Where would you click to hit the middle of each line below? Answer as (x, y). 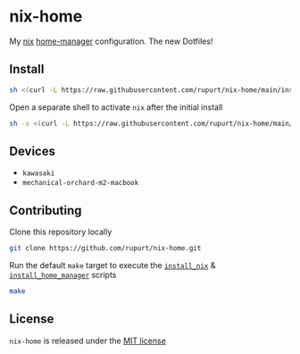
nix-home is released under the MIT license (88, 341)
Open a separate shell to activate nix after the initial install (116, 107)
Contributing (46, 211)
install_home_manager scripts (63, 275)
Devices (33, 151)
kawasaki (38, 173)
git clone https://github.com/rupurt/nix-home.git (105, 249)
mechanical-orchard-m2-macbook (80, 183)
